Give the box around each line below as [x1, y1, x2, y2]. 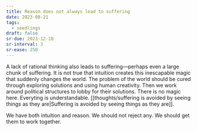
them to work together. [6, 118, 62, 125]
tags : [6, 19, 19, 25]
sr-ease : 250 [6, 47, 38, 53]
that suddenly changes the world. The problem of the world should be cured [6, 75, 191, 82]
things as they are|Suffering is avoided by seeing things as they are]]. [6, 100, 175, 108]
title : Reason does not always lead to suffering [6, 8, 131, 15]
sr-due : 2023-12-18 [6, 36, 54, 42]
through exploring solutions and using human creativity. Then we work [6, 82, 177, 89]
